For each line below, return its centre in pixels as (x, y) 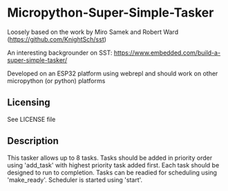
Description (33, 141)
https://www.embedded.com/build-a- (167, 53)
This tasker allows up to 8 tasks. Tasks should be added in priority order (110, 158)
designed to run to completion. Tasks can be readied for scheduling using (112, 172)
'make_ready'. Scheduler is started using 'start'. (75, 180)
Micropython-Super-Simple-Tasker (111, 13)
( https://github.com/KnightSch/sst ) (57, 39)
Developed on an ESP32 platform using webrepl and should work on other (113, 73)
